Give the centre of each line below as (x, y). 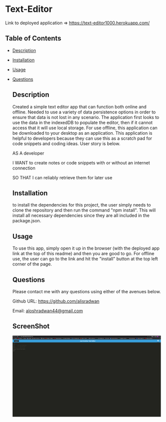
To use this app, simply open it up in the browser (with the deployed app (86, 248)
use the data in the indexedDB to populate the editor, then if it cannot (83, 122)
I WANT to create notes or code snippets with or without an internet (81, 162)
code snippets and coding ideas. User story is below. (66, 143)
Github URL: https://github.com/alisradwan (56, 301)
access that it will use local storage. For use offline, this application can (85, 128)
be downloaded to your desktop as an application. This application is (82, 133)
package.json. (27, 221)
